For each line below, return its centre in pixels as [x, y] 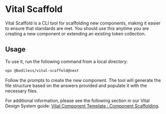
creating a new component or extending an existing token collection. [76, 33]
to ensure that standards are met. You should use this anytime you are [77, 28]
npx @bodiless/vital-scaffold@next [42, 70]
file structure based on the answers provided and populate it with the [76, 85]
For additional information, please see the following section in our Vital [78, 100]
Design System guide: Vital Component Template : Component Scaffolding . [82, 105]
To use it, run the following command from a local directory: [67, 61]
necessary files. [22, 90]
